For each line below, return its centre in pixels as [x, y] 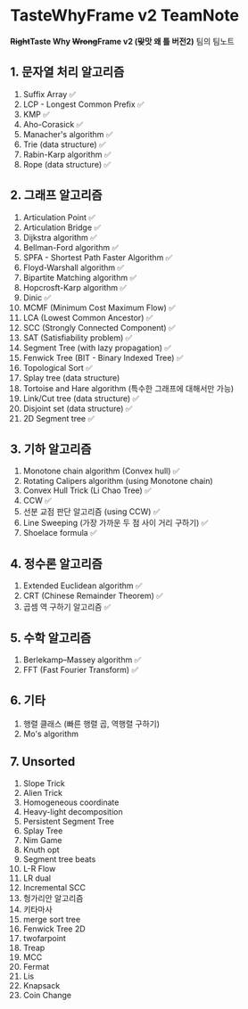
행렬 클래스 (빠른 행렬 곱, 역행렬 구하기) [91, 724]
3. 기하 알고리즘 [51, 449]
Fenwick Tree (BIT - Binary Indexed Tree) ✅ [103, 357]
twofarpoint [44, 938]
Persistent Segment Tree [69, 821]
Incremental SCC [54, 887]
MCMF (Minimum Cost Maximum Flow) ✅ [99, 308]
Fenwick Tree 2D [54, 929]
